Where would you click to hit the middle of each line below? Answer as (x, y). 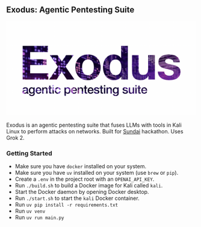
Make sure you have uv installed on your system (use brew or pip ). (97, 173)
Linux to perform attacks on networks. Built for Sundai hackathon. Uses (95, 131)
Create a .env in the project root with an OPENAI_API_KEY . (85, 179)
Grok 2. (16, 138)
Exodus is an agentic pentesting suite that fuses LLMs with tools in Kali (94, 125)
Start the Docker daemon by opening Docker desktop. (82, 192)
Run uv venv (30, 211)
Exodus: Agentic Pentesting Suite (70, 10)
